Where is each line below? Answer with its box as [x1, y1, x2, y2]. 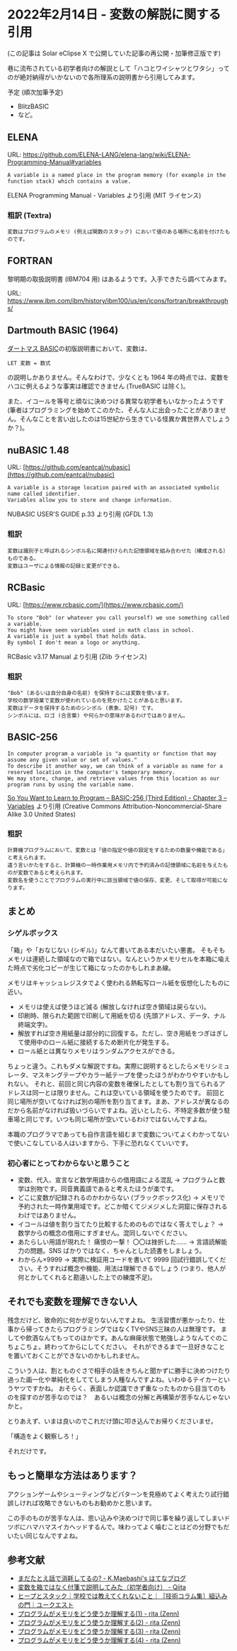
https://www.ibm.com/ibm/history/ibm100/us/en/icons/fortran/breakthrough [7, 296, 229, 305]
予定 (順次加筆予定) [7, 88, 64, 96]
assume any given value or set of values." [7, 756, 138, 764]
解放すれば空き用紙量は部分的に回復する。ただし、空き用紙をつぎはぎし [17, 1028, 229, 1038]
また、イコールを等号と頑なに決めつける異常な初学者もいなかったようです [7, 397, 224, 405]
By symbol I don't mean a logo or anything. [7, 639, 141, 646]
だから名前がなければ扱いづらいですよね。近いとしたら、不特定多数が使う [7, 1106, 224, 1114]
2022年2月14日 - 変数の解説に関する [7, 6, 221, 23]
